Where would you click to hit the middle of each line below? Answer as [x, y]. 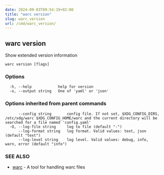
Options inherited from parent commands [56, 104]
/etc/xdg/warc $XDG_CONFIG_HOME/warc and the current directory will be [81, 118]
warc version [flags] [27, 65]
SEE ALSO [17, 156]
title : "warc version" [28, 14]
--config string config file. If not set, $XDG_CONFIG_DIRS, [89, 114]
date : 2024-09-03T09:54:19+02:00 [39, 10]
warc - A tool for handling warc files [49, 167]
